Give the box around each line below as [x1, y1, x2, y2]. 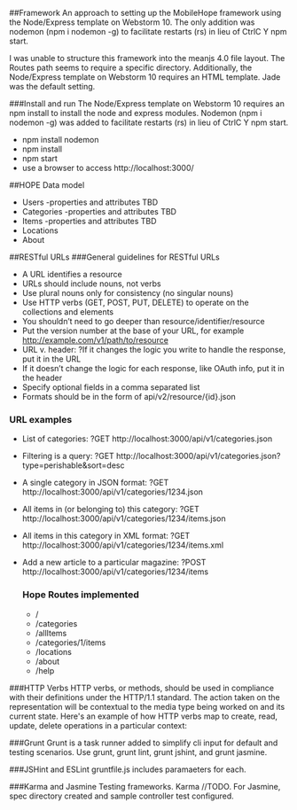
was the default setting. [9, 82, 96, 91]
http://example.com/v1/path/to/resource [21, 335, 168, 345]
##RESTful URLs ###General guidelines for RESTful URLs [9, 252, 220, 262]
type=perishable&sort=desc [21, 460, 125, 471]
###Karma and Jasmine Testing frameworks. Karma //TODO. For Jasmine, [9, 781, 281, 791]
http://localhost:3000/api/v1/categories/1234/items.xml [21, 540, 224, 550]
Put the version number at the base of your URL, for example [21, 325, 245, 336]
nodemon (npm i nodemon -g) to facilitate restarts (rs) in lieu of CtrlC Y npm [9, 27, 287, 36]
